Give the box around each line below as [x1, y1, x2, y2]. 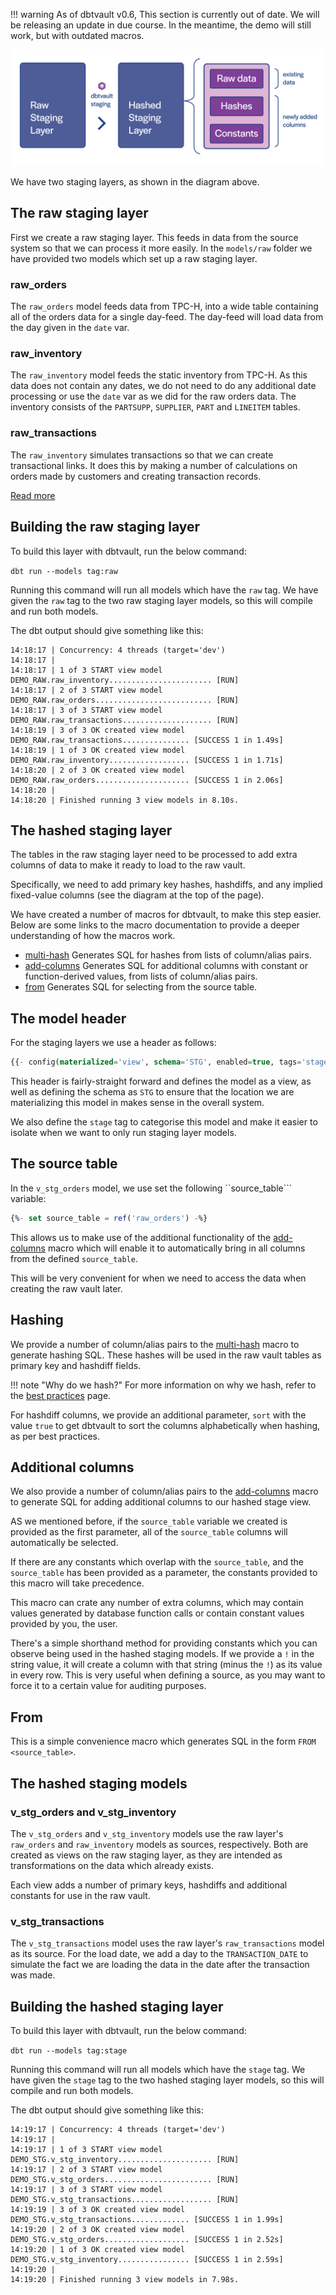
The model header [10, 1010, 127, 1027]
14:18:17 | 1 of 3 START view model [10, 665, 163, 675]
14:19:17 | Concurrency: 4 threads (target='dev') [10, 2124, 226, 2134]
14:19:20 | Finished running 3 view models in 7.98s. [10, 2274, 240, 2284]
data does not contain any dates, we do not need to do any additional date [10, 380, 317, 392]
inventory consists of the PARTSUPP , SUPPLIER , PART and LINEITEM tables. [10, 401, 301, 413]
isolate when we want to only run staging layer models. [10, 1127, 237, 1139]
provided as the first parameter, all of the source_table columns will [10, 1526, 288, 1538]
